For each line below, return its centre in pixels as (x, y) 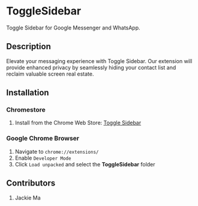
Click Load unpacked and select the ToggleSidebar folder (85, 164)
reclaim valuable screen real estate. (50, 74)
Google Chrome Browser (43, 138)
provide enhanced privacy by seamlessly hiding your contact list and (91, 67)
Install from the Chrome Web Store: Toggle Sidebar (78, 123)
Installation (28, 93)
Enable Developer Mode (43, 158)
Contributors (31, 183)
